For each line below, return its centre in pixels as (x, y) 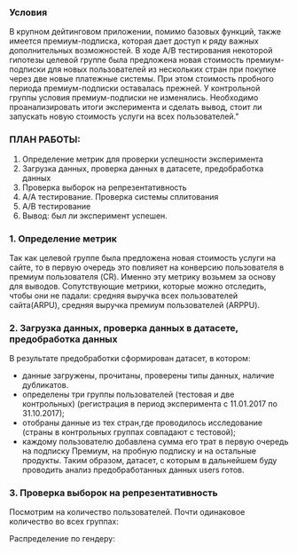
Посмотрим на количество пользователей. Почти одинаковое (127, 512)
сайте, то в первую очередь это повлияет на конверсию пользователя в (147, 267)
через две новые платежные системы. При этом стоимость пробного (142, 79)
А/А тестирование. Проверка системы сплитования (120, 196)
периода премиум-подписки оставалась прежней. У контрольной (135, 88)
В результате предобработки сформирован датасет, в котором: (130, 359)
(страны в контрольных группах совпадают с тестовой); (129, 432)
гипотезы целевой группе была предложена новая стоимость (127, 60)
